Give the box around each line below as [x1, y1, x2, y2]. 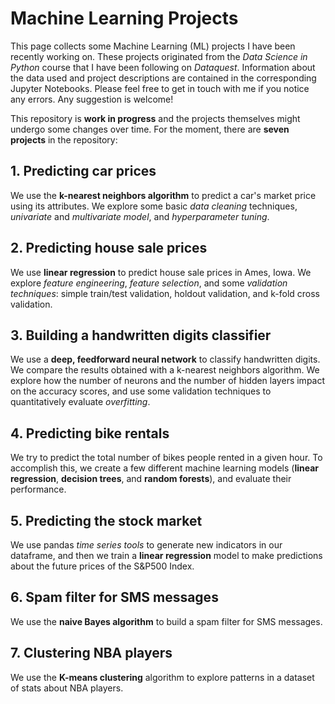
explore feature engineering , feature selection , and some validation [10, 277, 288, 289]
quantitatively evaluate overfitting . [10, 396, 151, 408]
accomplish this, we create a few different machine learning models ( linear [10, 462, 320, 474]
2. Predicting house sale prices [10, 240, 208, 257]
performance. [10, 483, 67, 496]
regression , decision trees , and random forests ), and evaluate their [10, 473, 292, 485]
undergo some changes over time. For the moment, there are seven [10, 123, 290, 135]
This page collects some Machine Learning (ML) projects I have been [10, 40, 296, 52]
